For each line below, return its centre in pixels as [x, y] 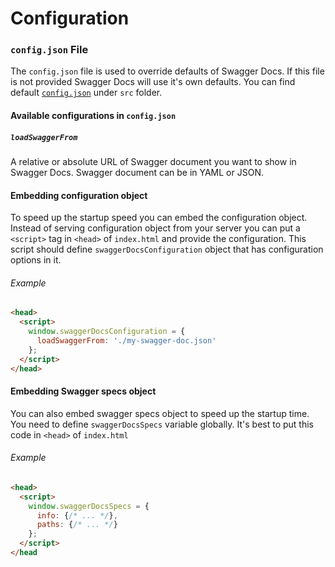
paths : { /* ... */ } [77, 525]
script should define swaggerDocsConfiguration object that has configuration [167, 249]
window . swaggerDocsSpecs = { [89, 506]
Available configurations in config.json [93, 116]
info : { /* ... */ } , [77, 515]
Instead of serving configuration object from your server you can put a [155, 228]
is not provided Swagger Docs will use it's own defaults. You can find [153, 82]
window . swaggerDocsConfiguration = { [107, 332]
